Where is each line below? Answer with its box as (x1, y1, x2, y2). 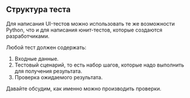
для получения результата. (14, 67, 83, 75)
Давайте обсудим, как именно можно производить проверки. (6, 85, 162, 92)
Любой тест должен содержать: (6, 44, 87, 51)
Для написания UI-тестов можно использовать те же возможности (6, 20, 175, 27)
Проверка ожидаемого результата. (14, 73, 103, 80)
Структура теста (6, 5, 71, 15)
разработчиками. (6, 32, 50, 40)
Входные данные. (14, 55, 59, 62)
